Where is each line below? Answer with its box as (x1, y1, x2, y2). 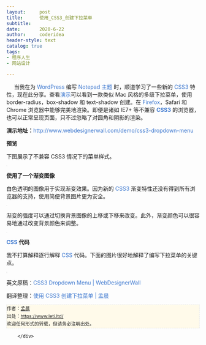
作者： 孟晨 (7, 305, 31, 312)
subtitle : (6, 20, 32, 26)
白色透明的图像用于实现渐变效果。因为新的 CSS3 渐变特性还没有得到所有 (6, 185, 190, 192)
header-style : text (6, 37, 56, 43)
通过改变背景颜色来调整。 (17, 219, 82, 226)
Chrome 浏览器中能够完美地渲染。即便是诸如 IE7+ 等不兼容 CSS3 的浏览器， (6, 106, 200, 113)
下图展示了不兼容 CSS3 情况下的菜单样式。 (6, 152, 115, 160)
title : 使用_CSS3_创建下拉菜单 (6, 15, 93, 21)
